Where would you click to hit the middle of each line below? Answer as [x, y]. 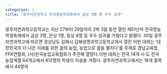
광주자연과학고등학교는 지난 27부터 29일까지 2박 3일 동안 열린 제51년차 [75, 29]
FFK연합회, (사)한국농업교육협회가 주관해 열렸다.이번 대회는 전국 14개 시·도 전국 [82, 54]
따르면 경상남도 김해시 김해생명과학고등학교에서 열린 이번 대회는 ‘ [94, 41]
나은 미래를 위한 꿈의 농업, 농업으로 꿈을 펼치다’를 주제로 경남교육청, [93, 48]
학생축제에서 [17, 35]
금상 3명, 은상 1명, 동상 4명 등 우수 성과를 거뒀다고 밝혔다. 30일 [92, 35]
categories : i [20, 10]
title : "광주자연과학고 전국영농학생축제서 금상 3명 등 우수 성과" [64, 14]
